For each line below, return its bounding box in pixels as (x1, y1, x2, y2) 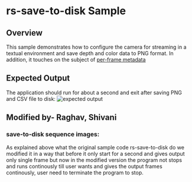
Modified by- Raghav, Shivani (6, 113, 117, 123)
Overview (6, 28, 43, 38)
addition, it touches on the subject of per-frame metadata (6, 56, 146, 63)
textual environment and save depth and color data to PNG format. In (6, 50, 174, 57)
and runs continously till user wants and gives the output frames (6, 162, 162, 170)
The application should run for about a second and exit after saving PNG (6, 89, 182, 96)
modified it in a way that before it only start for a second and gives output (6, 150, 185, 157)
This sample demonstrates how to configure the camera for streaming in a (6, 43, 187, 50)
